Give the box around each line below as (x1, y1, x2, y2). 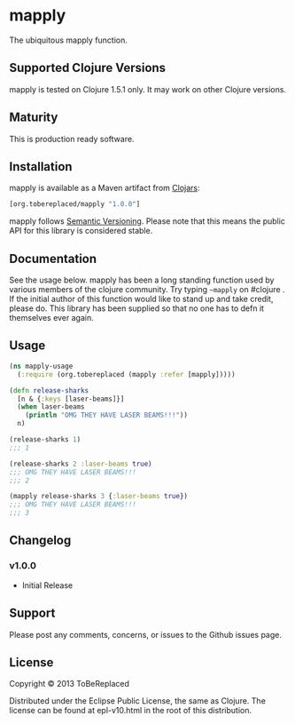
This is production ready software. (9, 133, 135, 144)
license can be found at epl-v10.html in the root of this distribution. (9, 705, 252, 716)
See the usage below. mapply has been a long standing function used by (9, 274, 275, 285)
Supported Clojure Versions (9, 60, 167, 76)
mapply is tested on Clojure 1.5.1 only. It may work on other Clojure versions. (9, 84, 286, 94)
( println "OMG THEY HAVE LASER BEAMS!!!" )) (25, 410, 189, 420)
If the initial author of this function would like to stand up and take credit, (9, 294, 274, 305)
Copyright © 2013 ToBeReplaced (9, 679, 130, 689)
